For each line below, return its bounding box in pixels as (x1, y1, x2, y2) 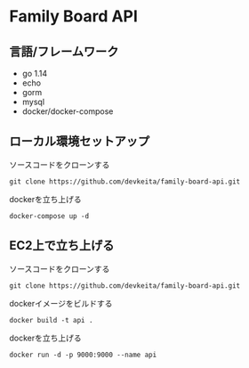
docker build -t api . (9, 315, 93, 324)
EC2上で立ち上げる (9, 238, 115, 253)
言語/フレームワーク (9, 44, 119, 59)
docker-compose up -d (9, 211, 90, 220)
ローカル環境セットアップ (9, 134, 149, 149)
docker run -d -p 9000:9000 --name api (9, 350, 157, 359)
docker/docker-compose (21, 106, 114, 117)
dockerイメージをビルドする (9, 298, 113, 308)
